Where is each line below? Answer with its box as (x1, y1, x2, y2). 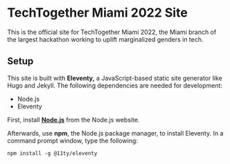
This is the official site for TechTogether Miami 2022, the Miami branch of (7, 28, 217, 36)
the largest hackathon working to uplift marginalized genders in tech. (7, 35, 204, 43)
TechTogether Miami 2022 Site (7, 5, 188, 21)
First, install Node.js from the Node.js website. (7, 115, 140, 124)
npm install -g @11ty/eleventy (7, 149, 98, 157)
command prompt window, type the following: (7, 136, 139, 145)
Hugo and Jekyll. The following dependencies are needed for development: (7, 81, 223, 90)
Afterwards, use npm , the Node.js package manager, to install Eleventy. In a (7, 129, 224, 137)
